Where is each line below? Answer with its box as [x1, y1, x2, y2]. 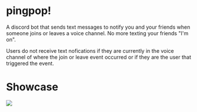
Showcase [6, 80, 59, 94]
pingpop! [6, 4, 52, 18]
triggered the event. [6, 60, 54, 67]
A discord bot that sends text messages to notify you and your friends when [6, 23, 191, 30]
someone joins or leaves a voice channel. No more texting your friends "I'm [6, 29, 189, 36]
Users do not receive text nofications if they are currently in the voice [6, 47, 175, 54]
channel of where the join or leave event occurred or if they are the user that [6, 53, 191, 60]
